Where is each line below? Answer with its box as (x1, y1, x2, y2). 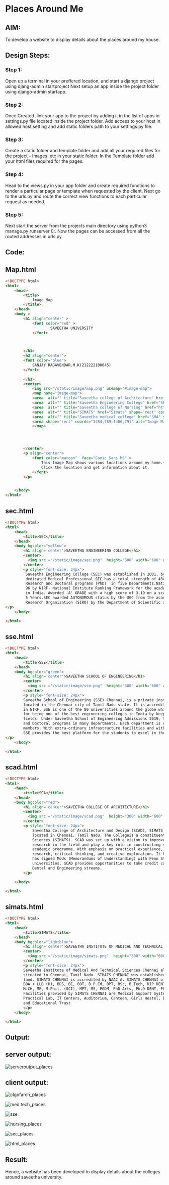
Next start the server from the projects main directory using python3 (5, 222, 147, 229)
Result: (5, 1155, 28, 1164)
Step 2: (5, 101, 24, 108)
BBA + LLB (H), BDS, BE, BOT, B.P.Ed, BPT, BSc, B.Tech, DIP (23, 982, 154, 987)
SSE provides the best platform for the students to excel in (23, 730, 156, 736)
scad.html (5, 763, 38, 771)
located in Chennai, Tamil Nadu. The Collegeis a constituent (32, 833, 165, 838)
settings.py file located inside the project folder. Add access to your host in (5, 118, 161, 124)
